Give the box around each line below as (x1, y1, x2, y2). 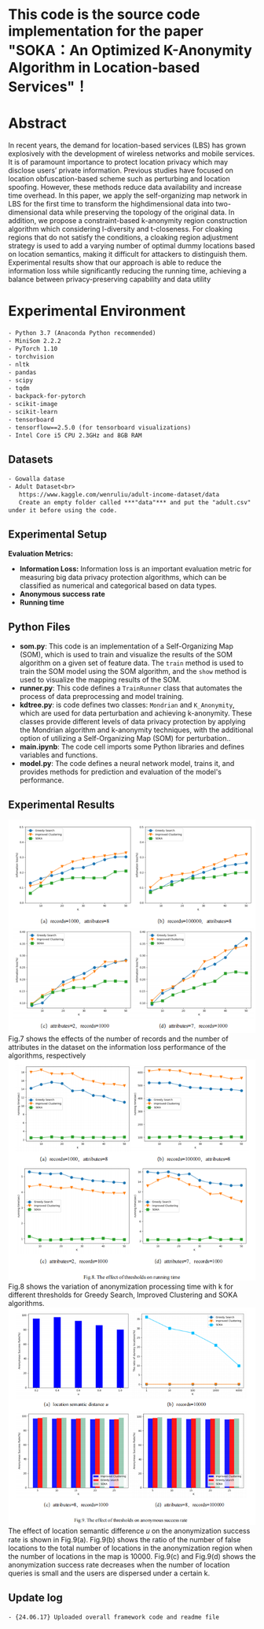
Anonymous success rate (19, 589, 106, 598)
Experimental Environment (8, 302, 186, 320)
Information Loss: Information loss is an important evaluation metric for (19, 563, 252, 573)
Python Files (8, 620, 71, 634)
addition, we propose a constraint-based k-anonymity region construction (8, 216, 247, 225)
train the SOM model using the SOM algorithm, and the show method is (19, 666, 247, 675)
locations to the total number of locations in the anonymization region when (8, 1543, 253, 1553)
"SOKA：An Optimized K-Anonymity (8, 42, 253, 60)
